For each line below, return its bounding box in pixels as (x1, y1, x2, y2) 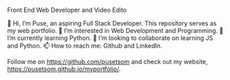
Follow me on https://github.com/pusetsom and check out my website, (7, 58, 209, 66)
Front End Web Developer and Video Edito (7, 6, 127, 14)
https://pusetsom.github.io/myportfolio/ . (7, 65, 121, 73)
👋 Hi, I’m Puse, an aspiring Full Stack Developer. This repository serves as (7, 19, 217, 27)
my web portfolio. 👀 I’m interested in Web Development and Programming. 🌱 (7, 27, 224, 34)
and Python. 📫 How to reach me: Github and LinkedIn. (7, 41, 162, 50)
